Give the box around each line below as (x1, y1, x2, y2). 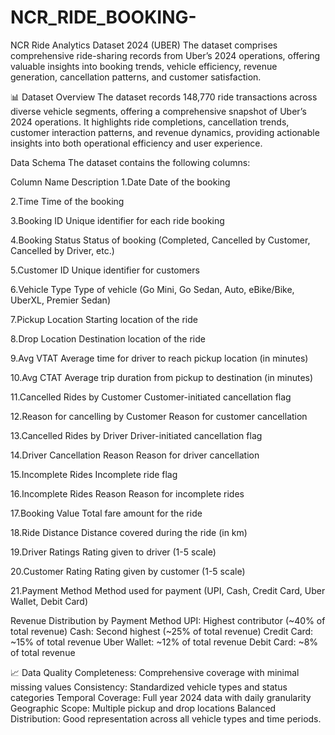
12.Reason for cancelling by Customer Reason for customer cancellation (10, 410, 308, 422)
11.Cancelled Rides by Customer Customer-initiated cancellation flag (10, 391, 292, 403)
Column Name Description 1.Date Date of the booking (10, 176, 231, 188)
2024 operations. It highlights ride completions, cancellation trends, (10, 116, 290, 128)
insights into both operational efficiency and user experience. (10, 137, 263, 149)
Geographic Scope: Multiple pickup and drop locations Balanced (10, 702, 277, 714)
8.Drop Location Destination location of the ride (10, 332, 206, 345)
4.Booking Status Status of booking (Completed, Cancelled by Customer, (10, 234, 311, 246)
